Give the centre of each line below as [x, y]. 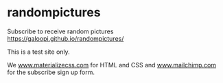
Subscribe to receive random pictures [60, 31]
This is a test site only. [38, 52]
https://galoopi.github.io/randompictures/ [66, 38]
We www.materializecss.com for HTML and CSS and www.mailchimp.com [112, 65]
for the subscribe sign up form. [51, 72]
